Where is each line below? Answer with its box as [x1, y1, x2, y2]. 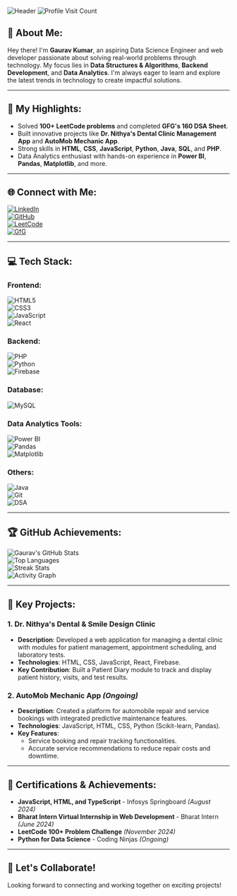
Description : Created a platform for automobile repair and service [17, 707, 209, 715]
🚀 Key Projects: [7, 598, 76, 610]
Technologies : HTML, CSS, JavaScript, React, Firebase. [17, 657, 181, 667]
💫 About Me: [7, 27, 63, 39]
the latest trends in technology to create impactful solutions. [7, 76, 182, 84]
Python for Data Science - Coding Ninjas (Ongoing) [17, 835, 169, 843]
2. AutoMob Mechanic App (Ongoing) [7, 691, 139, 700]
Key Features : [17, 729, 59, 738]
